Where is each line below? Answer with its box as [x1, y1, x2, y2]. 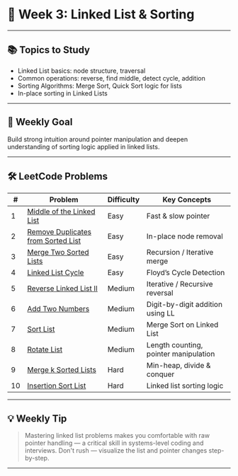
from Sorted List [27, 236, 81, 246]
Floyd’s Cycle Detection [146, 268, 225, 278]
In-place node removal [146, 231, 223, 241]
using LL [146, 308, 175, 318]
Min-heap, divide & [146, 361, 211, 371]
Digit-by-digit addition [146, 300, 223, 310]
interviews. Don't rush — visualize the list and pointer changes [24, 446, 208, 455]
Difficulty [107, 195, 140, 204]
